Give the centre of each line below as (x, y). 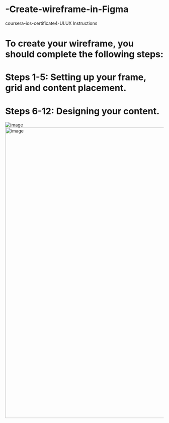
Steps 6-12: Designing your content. (82, 111)
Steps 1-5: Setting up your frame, (76, 77)
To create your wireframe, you (70, 44)
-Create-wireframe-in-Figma (67, 9)
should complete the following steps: (84, 54)
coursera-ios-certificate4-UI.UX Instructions (51, 23)
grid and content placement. (66, 88)
